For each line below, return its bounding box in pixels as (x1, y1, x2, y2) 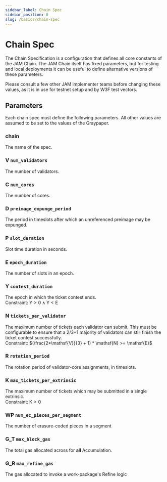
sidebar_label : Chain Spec (5, 7, 62, 13)
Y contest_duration (5, 283, 53, 290)
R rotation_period (5, 353, 50, 360)
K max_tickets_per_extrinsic (5, 376, 77, 383)
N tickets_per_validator (5, 312, 67, 319)
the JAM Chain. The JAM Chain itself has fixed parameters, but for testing (5, 61, 159, 67)
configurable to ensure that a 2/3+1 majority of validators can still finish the (5, 329, 161, 335)
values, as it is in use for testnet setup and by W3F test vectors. (5, 86, 138, 93)
